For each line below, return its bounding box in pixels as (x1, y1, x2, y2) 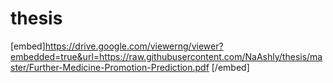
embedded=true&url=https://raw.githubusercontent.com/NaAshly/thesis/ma (10, 50, 323, 62)
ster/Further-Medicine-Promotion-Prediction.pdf (10, 61, 210, 73)
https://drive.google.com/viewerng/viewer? (44, 40, 224, 52)
